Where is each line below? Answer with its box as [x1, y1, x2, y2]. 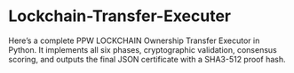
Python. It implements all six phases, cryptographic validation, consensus [8, 44, 277, 55]
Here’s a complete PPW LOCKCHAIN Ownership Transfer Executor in [8, 35, 260, 46]
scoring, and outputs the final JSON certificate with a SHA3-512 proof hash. [8, 54, 286, 64]
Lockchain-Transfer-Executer [8, 6, 232, 26]
